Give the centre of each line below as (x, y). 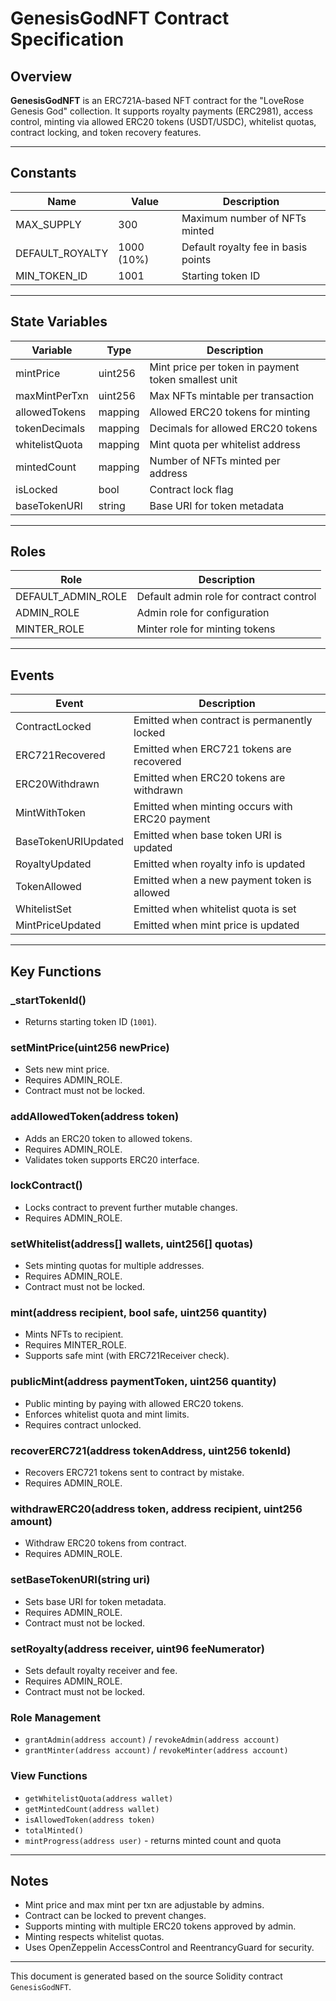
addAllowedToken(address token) (95, 1117)
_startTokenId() (48, 1000)
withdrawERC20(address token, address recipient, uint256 (156, 1509)
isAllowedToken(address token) (90, 1820)
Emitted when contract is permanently (223, 720)
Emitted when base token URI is (208, 835)
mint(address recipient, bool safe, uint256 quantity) (139, 1313)
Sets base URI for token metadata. (95, 1601)
